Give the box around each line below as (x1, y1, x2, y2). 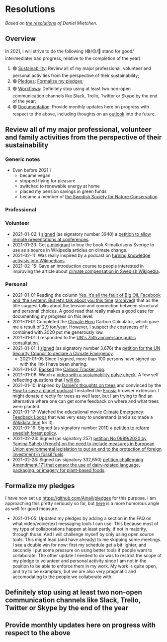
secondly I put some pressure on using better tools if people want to (12, 547, 153, 553)
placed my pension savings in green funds (19, 188, 107, 194)
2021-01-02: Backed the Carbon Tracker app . (12, 366, 106, 372)
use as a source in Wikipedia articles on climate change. (12, 247, 128, 253)
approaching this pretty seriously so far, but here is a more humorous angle (5, 500, 160, 506)
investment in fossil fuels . (12, 451, 65, 457)
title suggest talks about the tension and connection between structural (12, 302, 159, 308)
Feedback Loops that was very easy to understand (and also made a (12, 414, 153, 420)
